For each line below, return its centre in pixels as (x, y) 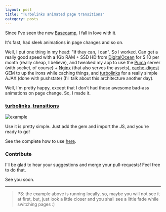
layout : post (19, 10)
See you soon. (20, 179)
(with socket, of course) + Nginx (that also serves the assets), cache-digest (82, 68)
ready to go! (18, 131)
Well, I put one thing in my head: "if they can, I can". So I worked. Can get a (82, 52)
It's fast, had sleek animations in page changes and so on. (64, 42)
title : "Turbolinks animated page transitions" (55, 14)
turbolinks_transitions (32, 106)
